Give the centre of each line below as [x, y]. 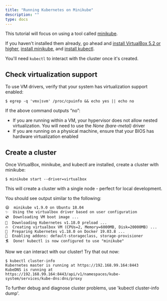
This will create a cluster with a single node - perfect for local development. [84, 188]
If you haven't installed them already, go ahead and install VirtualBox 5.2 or [83, 43]
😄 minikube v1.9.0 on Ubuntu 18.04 [45, 208]
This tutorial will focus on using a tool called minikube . [62, 34]
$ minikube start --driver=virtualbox [46, 179]
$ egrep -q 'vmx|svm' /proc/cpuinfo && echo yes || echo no [70, 102]
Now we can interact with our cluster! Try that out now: [62, 252]
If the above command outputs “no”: [43, 111]
